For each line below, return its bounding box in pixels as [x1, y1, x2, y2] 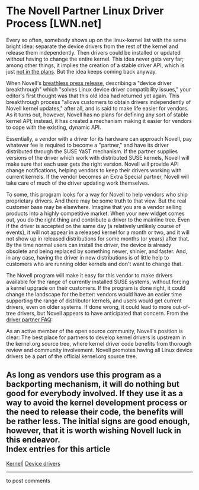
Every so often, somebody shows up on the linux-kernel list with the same [6, 36, 187, 43]
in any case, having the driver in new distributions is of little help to [6, 254, 169, 261]
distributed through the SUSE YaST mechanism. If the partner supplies [6, 147, 178, 155]
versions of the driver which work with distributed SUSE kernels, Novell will [6, 154, 190, 161]
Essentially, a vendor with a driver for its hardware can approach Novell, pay [6, 135, 192, 142]
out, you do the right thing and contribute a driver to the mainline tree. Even [6, 216, 190, 223]
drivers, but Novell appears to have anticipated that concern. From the [17, 309, 188, 317]
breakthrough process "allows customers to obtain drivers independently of [6, 98, 191, 105]
